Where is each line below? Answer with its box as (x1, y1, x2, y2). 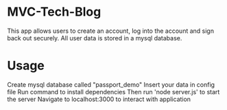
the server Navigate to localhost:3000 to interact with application (7, 95, 191, 103)
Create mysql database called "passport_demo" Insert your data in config (7, 80, 215, 89)
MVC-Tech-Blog (7, 4, 101, 20)
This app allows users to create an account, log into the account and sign (7, 27, 215, 35)
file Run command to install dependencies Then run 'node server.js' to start (7, 87, 220, 96)
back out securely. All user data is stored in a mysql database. (7, 33, 182, 42)
